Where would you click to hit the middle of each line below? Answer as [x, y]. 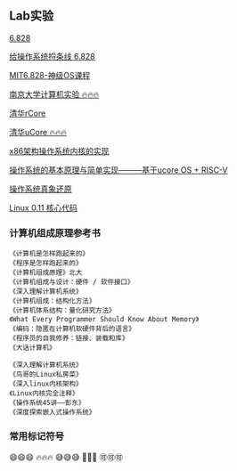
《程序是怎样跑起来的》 [46, 264]
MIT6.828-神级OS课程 [50, 75]
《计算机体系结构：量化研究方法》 [62, 311]
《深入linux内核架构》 [46, 384]
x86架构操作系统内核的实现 [59, 150]
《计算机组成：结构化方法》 [53, 301]
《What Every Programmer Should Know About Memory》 [104, 320]
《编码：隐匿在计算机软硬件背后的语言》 [72, 329]
